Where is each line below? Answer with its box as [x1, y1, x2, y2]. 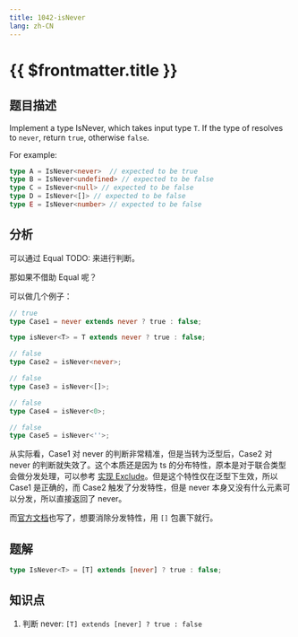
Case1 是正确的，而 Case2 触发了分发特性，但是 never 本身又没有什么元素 [9, 482, 283, 493]
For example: [9, 149, 58, 160]
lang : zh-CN [9, 22, 54, 31]
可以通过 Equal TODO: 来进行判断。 [9, 252, 140, 263]
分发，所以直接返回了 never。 [16, 493, 127, 504]
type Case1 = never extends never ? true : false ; [9, 317, 202, 326]
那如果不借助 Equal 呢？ [9, 271, 98, 283]
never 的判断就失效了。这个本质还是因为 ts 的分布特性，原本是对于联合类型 [9, 459, 286, 471]
